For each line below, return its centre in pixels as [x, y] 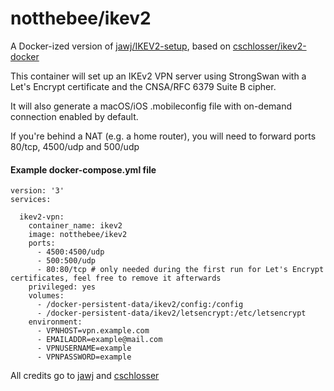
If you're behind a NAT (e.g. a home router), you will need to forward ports [163, 136]
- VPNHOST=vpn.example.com [93, 331]
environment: [55, 322]
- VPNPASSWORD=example [84, 357]
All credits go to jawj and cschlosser [85, 376]
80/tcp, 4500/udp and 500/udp [75, 146]
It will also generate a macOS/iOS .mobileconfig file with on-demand [151, 106]
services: [31, 200]
